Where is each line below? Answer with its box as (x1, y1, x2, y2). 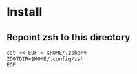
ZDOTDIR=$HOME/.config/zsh (6, 56, 84, 62)
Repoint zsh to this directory (6, 32, 131, 43)
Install (6, 4, 43, 20)
